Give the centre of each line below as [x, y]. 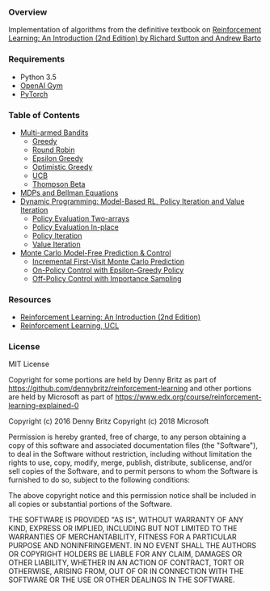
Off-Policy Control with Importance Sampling [107, 278]
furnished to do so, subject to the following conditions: [99, 480]
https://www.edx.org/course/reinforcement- [188, 397]
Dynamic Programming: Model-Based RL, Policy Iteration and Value [132, 201]
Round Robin [53, 150]
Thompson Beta [59, 184]
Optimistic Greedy [62, 167]
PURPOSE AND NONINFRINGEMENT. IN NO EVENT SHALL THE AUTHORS [133, 546]
